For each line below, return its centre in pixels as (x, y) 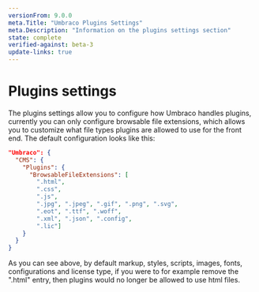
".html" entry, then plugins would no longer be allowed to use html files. (124, 280)
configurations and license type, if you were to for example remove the (124, 271)
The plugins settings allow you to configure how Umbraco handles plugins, (130, 113)
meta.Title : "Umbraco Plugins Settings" (76, 23)
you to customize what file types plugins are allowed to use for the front (125, 129)
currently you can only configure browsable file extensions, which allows (127, 121)
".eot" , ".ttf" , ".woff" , (79, 211)
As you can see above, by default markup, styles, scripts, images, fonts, (126, 263)
